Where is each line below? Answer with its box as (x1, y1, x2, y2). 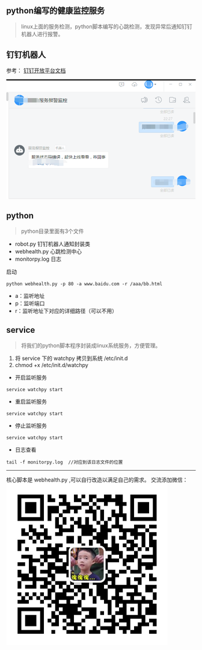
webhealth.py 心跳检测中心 (14, 247, 82, 255)
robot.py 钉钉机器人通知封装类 (14, 240, 90, 247)
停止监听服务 (14, 422, 47, 429)
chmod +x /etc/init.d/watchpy (14, 361, 88, 368)
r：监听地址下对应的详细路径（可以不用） (14, 307, 118, 314)
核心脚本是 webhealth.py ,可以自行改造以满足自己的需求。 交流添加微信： (6, 476, 188, 483)
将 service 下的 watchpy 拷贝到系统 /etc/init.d (14, 354, 128, 362)
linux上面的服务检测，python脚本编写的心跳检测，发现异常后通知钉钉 (20, 23, 192, 30)
